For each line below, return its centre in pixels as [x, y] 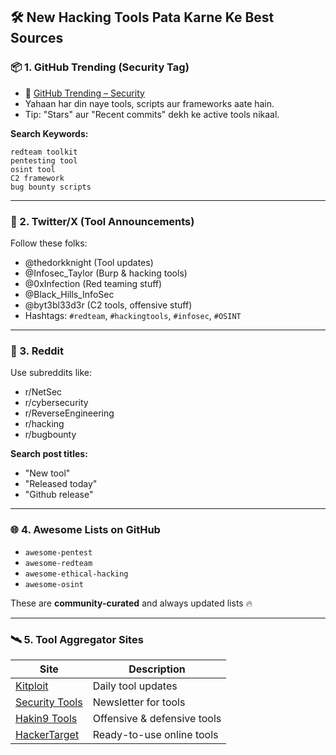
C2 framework [37, 178]
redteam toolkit [44, 152]
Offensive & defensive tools [157, 718]
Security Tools [49, 702]
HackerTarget [47, 734]
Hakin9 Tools [46, 718]
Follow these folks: [49, 243]
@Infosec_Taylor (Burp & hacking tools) [106, 273]
